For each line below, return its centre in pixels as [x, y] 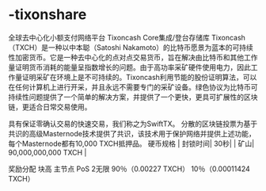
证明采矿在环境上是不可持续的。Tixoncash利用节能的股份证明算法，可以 [139, 77]
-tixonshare [47, 15]
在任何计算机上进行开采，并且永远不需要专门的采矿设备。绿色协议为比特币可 [133, 87]
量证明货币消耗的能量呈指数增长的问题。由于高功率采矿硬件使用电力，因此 [129, 67]
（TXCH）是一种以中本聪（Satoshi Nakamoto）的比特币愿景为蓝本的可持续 [131, 47]
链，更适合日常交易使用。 [50, 107]
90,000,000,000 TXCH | [47, 152]
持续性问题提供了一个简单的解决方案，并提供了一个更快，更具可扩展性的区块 [133, 97]
